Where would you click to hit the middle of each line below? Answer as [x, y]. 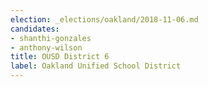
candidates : [35, 29]
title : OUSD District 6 [60, 57]
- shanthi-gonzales [51, 38]
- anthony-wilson [46, 47]
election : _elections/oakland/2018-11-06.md [104, 19]
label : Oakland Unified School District [96, 66]
